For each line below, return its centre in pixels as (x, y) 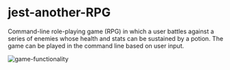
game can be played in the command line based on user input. (96, 46)
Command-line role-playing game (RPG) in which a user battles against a (111, 31)
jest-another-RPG (59, 13)
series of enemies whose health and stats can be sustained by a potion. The (116, 38)
